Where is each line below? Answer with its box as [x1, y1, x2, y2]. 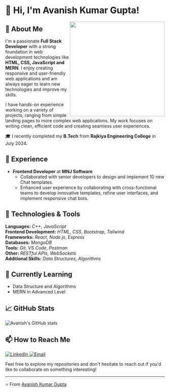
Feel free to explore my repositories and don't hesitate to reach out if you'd [5, 361, 162, 367]
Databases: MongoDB [5, 239, 52, 246]
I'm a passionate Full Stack [5, 38, 62, 44]
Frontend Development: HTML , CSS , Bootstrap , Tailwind [5, 228, 125, 234]
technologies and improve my [5, 86, 67, 92]
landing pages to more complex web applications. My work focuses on [5, 118, 153, 123]
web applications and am [5, 76, 58, 81]
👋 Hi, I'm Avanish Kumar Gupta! [5, 5, 140, 16]
